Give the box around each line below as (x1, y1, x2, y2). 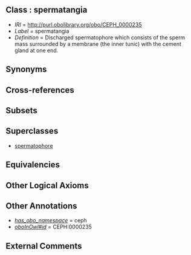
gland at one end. (14, 47, 59, 54)
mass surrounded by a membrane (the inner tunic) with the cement (14, 40, 182, 47)
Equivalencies (5, 160, 60, 170)
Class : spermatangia (5, 5, 88, 15)
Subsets (5, 105, 37, 116)
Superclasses (5, 126, 59, 136)
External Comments (5, 240, 82, 251)
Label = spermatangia (14, 27, 70, 35)
